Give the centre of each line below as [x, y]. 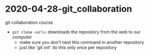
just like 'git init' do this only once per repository [68, 47]
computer [22, 37]
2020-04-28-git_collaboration [69, 9]
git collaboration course [29, 22]
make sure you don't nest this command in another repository [82, 42]
